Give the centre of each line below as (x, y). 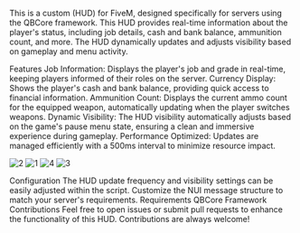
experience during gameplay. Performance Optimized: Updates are (134, 136)
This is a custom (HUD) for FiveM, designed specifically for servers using (146, 13)
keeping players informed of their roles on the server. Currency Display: (143, 79)
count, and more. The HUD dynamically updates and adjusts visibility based (150, 42)
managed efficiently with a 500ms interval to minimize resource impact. (142, 145)
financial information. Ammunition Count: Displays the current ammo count (148, 98)
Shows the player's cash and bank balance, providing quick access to (139, 88)
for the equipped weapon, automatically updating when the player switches (150, 107)
